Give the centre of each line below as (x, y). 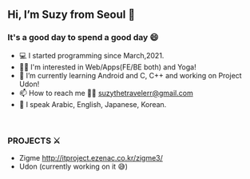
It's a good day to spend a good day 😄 (83, 38)
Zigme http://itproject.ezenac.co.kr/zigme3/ (91, 157)
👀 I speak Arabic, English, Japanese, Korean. (93, 104)
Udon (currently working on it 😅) (73, 166)
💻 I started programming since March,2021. (91, 55)
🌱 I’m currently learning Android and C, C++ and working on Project (130, 75)
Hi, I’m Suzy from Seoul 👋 (71, 15)
